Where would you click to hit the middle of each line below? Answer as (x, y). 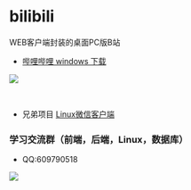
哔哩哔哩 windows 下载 (64, 61)
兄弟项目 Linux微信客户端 (68, 114)
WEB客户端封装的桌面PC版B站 (65, 42)
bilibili (32, 17)
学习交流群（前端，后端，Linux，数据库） (99, 139)
